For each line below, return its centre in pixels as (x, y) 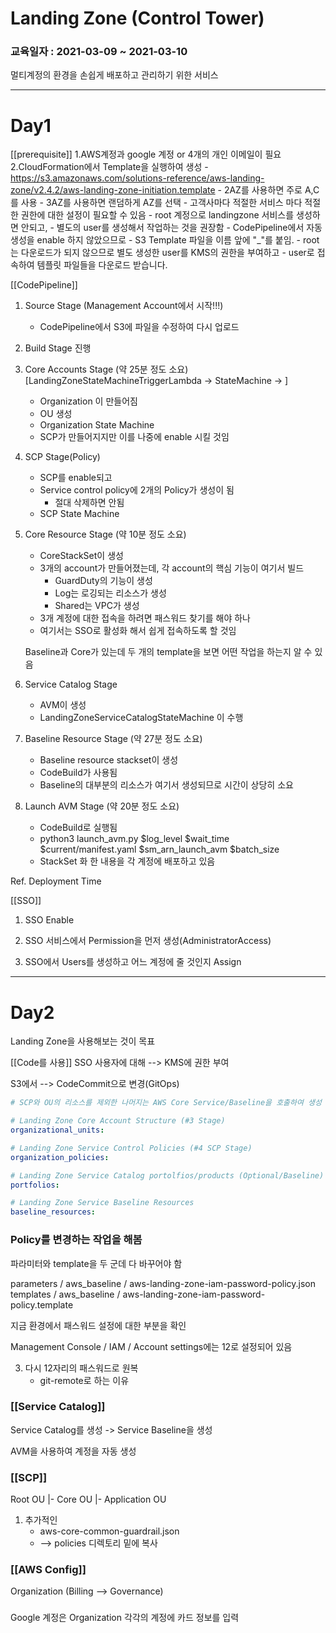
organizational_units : (57, 1130)
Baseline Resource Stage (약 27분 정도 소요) (113, 739)
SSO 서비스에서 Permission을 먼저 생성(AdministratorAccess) (148, 941)
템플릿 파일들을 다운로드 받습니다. (102, 265)
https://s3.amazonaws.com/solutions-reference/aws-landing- (137, 178)
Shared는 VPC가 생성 (97, 606)
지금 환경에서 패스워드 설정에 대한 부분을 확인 (98, 1325)
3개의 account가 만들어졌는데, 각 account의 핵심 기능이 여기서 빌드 (172, 568)
